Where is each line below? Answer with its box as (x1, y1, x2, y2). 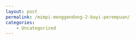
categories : (5, 19, 35, 25)
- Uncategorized (16, 25, 57, 31)
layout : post (5, 8, 38, 15)
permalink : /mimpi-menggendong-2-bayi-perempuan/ (5, 14, 131, 20)
